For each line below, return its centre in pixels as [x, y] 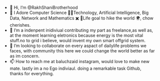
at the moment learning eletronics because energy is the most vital [76, 35]
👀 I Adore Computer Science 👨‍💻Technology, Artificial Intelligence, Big [79, 13]
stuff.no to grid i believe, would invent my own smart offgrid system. [78, 40]
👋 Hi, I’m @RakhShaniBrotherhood [44, 8]
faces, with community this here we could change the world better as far [82, 51]
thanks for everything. [32, 73]
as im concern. [24, 56]
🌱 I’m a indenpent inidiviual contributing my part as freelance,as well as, [81, 30]
